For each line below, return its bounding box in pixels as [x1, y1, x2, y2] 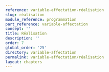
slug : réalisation [5, 12, 45, 17]
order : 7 [5, 41, 24, 46]
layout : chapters [5, 59, 42, 64]
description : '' [5, 36, 40, 41]
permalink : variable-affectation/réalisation [5, 54, 104, 60]
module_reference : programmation [5, 17, 77, 22]
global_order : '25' [5, 45, 47, 50]
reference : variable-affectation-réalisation [5, 7, 104, 13]
